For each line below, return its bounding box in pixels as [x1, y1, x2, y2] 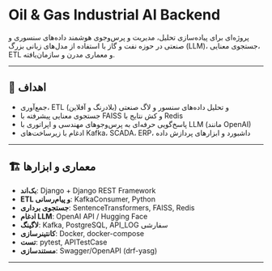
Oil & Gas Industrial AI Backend [8, 6, 221, 24]
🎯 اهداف [8, 81, 47, 95]
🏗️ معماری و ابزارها [8, 160, 96, 174]
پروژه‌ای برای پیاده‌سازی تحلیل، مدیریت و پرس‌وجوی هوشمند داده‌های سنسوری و [8, 32, 249, 42]
